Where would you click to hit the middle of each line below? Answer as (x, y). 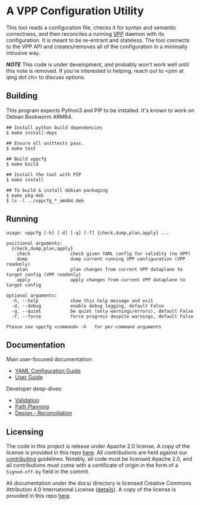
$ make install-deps (32, 133)
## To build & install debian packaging (57, 190)
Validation (27, 401)
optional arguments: (32, 295)
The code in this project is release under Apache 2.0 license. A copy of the (98, 447)
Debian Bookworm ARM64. (39, 116)
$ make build (22, 164)
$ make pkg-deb (25, 195)
